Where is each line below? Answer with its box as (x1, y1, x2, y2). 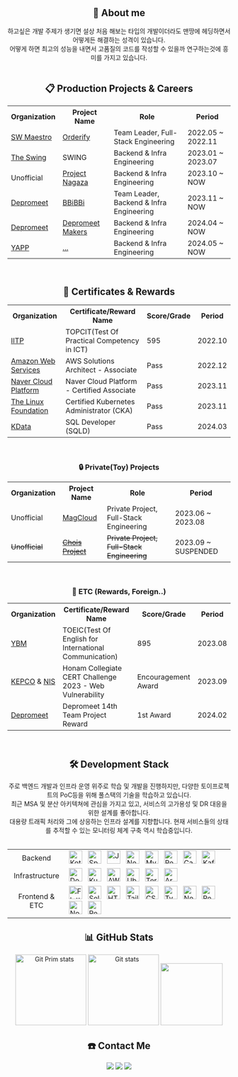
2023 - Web (62, 681, 105, 691)
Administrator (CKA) (65, 406, 133, 416)
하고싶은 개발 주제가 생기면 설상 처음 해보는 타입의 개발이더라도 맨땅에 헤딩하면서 (7, 26, 231, 35)
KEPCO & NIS (11, 677, 56, 687)
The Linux (11, 397, 44, 407)
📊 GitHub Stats (84, 932, 154, 944)
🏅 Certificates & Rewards (62, 286, 176, 298)
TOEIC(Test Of (62, 625, 111, 635)
